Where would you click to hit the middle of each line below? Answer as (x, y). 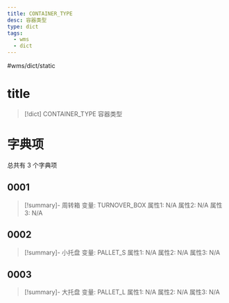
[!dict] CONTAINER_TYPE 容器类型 (73, 114)
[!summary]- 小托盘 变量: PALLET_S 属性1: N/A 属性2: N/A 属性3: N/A (122, 252)
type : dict (23, 26)
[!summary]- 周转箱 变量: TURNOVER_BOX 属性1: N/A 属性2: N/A (116, 205)
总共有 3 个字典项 (32, 165)
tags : (15, 33)
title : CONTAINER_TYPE (40, 14)
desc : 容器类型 (27, 20)
